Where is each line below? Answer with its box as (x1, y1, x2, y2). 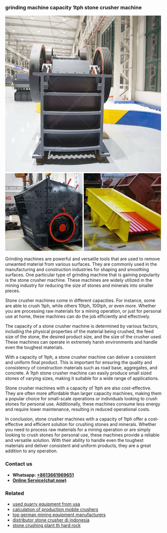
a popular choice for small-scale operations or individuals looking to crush (5, 396, 158, 402)
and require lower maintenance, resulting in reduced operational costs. (5, 406, 151, 412)
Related (5, 489, 24, 496)
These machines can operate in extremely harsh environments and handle (5, 339, 158, 345)
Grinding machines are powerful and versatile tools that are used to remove (5, 256, 161, 262)
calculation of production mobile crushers (12, 506, 99, 512)
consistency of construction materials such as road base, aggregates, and (5, 365, 158, 371)
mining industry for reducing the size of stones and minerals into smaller (5, 282, 154, 289)
